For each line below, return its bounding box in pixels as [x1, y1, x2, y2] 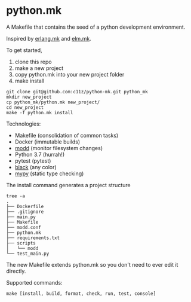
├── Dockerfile [6, 203, 44, 209]
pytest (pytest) [14, 157, 51, 164]
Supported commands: [6, 279, 63, 286]
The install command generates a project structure [6, 181, 131, 188]
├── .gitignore [6, 209, 44, 215]
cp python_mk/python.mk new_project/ [6, 99, 100, 105]
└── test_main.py [6, 251, 50, 257]
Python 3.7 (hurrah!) [14, 151, 64, 158]
